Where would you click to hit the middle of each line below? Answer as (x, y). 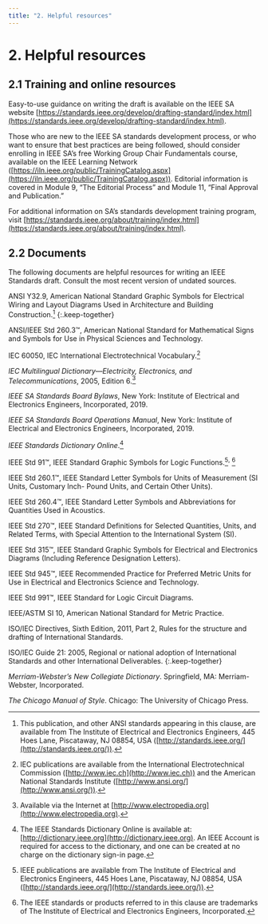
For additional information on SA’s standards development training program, (132, 211)
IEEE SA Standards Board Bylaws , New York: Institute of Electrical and (124, 396)
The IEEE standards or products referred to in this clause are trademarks (139, 902)
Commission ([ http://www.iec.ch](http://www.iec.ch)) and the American (138, 772)
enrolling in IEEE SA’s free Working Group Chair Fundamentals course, (123, 153)
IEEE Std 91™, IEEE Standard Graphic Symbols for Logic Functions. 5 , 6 (122, 462)
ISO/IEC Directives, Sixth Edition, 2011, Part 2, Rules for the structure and (128, 629)
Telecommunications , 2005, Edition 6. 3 (72, 380)
